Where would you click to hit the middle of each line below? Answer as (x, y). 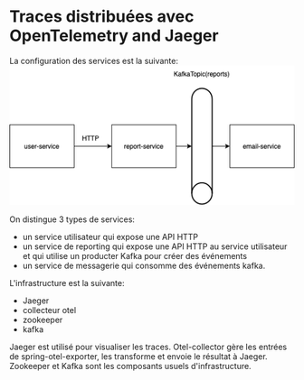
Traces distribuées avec (102, 17)
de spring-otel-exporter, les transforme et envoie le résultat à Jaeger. (139, 356)
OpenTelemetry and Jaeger (114, 36)
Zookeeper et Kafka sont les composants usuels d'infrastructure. (130, 366)
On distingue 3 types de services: (72, 219)
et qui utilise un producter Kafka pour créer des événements (134, 255)
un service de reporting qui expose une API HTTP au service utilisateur (155, 246)
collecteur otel (49, 310)
